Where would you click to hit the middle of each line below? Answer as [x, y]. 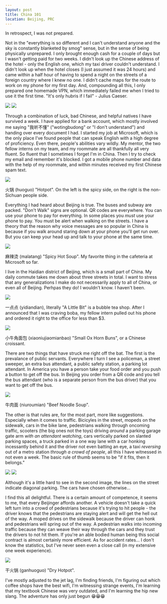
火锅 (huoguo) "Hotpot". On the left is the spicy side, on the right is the [78, 190]
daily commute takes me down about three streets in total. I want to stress [81, 277]
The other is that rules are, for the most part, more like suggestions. [75, 415]
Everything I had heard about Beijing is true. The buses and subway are [79, 205]
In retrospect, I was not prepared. [39, 33]
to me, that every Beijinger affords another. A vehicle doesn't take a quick [81, 503]
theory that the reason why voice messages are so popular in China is [77, 226]
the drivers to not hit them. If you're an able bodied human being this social [82, 535]
